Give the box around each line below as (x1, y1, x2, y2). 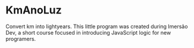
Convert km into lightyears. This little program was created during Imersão (5, 23, 188, 30)
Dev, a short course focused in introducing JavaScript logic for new (5, 29, 171, 36)
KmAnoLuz (5, 4, 62, 17)
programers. (5, 35, 36, 42)
